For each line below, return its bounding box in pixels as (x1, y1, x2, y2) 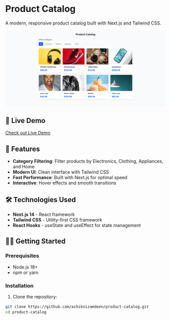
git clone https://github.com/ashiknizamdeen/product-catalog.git (5, 304, 149, 309)
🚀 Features (5, 144, 40, 153)
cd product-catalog (5, 309, 47, 314)
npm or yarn (12, 269, 39, 276)
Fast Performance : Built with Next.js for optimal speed (12, 175, 128, 181)
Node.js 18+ (12, 264, 38, 270)
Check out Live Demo (5, 130, 51, 136)
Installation (5, 282, 34, 289)
